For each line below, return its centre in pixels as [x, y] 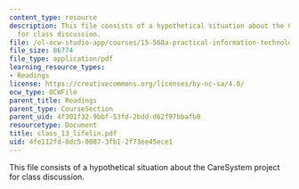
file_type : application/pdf [61, 59]
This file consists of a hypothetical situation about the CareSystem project [145, 167]
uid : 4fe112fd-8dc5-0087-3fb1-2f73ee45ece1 [91, 142]
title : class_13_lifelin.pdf [63, 134]
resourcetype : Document [53, 126]
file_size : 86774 [41, 51]
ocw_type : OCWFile [43, 92]
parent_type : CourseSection [61, 109]
